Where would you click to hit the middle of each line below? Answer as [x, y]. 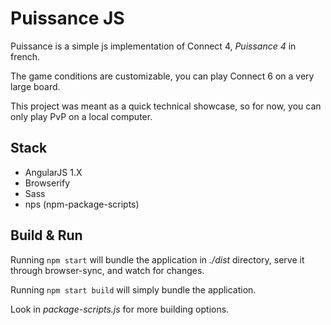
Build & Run [46, 235]
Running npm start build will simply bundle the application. [133, 289]
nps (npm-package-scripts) [82, 204]
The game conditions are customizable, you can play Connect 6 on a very [162, 76]
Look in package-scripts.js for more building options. [120, 309]
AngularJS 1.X [53, 172]
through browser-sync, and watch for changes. [107, 270]
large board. [35, 86]
